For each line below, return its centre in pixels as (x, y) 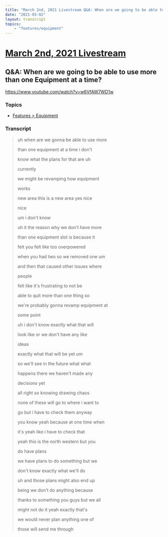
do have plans (32, 451)
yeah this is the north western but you (56, 441)
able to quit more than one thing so (53, 295)
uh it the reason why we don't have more (59, 227)
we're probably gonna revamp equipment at (63, 305)
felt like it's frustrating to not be (50, 286)
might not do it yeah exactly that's (52, 509)
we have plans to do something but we (57, 461)
